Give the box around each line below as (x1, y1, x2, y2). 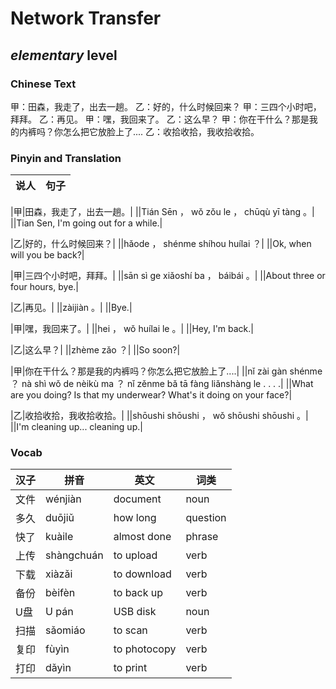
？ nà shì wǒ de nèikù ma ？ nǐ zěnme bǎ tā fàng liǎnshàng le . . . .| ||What (10, 378, 314, 390)
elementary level (10, 47, 118, 64)
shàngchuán (45, 548, 104, 562)
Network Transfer (10, 7, 162, 30)
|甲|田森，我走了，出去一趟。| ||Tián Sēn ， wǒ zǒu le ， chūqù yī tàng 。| (10, 206, 315, 218)
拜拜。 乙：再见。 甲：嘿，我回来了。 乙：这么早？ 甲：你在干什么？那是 (10, 113, 310, 125)
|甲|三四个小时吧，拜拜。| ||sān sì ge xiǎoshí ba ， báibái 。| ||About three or (10, 270, 326, 282)
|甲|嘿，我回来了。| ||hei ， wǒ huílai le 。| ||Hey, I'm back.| (10, 323, 254, 335)
